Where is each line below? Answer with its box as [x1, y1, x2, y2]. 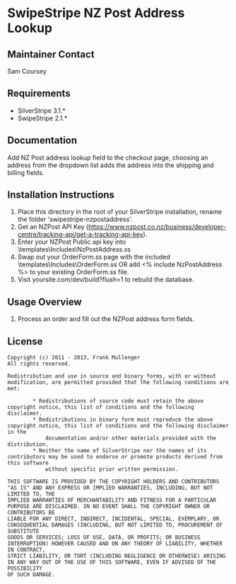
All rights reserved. [7, 360, 71, 368]
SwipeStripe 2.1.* [17, 113, 68, 122]
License [7, 335, 43, 347]
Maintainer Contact [7, 48, 95, 60]
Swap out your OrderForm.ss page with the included [17, 253, 171, 262]
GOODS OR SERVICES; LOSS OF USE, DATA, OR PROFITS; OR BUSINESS [7, 534, 201, 541]
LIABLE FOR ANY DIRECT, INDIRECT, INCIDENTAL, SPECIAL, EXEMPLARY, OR [7, 515, 220, 522]
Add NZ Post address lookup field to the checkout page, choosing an [7, 153, 208, 162]
